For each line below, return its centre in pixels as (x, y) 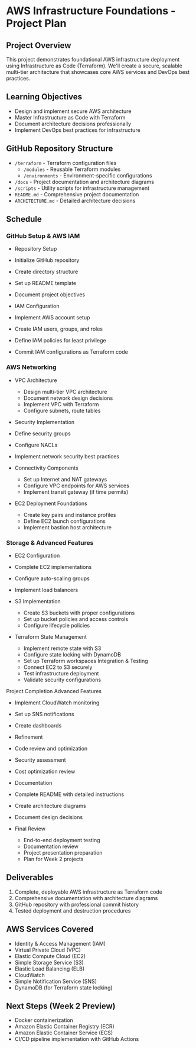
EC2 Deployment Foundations (51, 503)
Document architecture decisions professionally (73, 124)
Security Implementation (45, 422)
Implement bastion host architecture (68, 527)
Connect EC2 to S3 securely (58, 667)
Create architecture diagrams (50, 806)
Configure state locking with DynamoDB (72, 654)
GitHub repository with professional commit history (77, 904)
